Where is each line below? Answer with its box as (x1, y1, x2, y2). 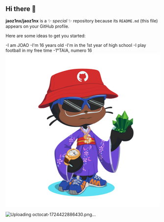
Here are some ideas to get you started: (5, 33, 86, 39)
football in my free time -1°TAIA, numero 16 (5, 47, 92, 53)
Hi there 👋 (5, 5, 36, 13)
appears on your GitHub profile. (5, 23, 70, 29)
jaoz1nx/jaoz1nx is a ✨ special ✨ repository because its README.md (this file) (5, 18, 158, 23)
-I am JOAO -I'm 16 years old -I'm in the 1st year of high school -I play (5, 42, 146, 48)
